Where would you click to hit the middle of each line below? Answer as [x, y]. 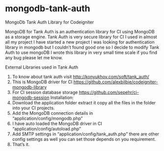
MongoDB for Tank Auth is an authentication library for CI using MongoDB [80, 31]
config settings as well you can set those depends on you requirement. [84, 139]
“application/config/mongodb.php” [47, 118]
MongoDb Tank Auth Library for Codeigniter [50, 22]
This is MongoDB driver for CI [42, 82]
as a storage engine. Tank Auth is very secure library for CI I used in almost [81, 37]
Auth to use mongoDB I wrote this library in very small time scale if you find [81, 52]
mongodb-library [29, 87]
